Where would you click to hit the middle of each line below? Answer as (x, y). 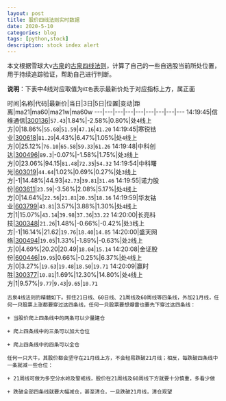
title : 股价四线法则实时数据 (43, 20)
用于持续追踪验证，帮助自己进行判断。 (61, 74)
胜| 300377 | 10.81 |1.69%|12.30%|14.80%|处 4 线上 (75, 275)
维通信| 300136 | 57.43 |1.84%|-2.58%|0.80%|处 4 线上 (79, 120)
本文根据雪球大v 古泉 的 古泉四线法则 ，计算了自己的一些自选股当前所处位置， (114, 65)
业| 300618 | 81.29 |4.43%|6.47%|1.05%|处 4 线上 (72, 137)
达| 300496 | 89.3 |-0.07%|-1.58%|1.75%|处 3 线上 (73, 155)
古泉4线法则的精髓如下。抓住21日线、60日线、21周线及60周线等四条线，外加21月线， (111, 297)
